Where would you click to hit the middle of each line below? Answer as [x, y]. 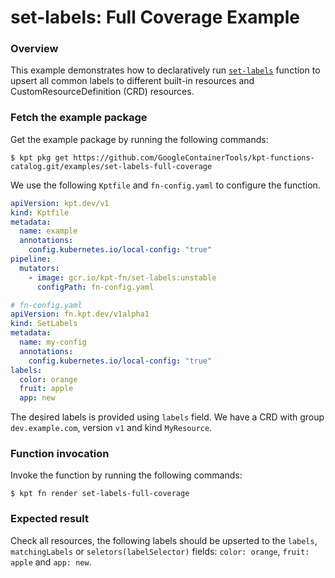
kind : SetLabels [44, 324]
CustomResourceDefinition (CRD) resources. [102, 92]
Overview [34, 49]
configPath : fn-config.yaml [95, 287]
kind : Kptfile [40, 212]
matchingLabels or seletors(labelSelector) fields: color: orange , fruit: [160, 551]
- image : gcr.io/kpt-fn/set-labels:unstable [122, 277]
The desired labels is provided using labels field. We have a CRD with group [167, 417]
